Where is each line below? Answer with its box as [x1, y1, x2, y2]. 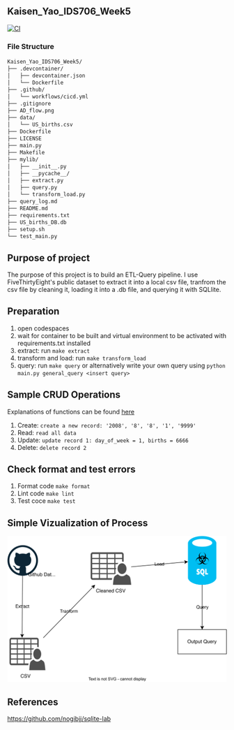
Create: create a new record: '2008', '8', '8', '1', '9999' [17, 421, 196, 429]
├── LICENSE [7, 136, 42, 143]
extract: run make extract [17, 346, 91, 355]
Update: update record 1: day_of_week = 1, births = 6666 [17, 436, 189, 444]
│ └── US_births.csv [7, 122, 73, 129]
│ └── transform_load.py [7, 191, 86, 198]
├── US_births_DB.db [7, 219, 68, 226]
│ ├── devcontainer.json [7, 73, 86, 80]
